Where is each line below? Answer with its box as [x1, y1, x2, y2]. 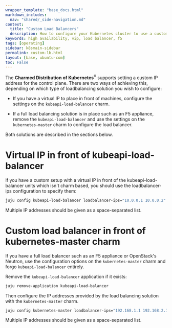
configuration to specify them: [12, 188, 77, 194]
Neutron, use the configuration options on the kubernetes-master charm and [5, 258, 166, 264]
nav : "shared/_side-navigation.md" [10, 17, 86, 22]
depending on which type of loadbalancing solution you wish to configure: [5, 85, 162, 91]
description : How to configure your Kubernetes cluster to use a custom [10, 31, 168, 36]
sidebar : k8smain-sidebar [5, 45, 60, 51]
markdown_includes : [5, 12, 47, 17]
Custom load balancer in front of [5, 225, 146, 237]
